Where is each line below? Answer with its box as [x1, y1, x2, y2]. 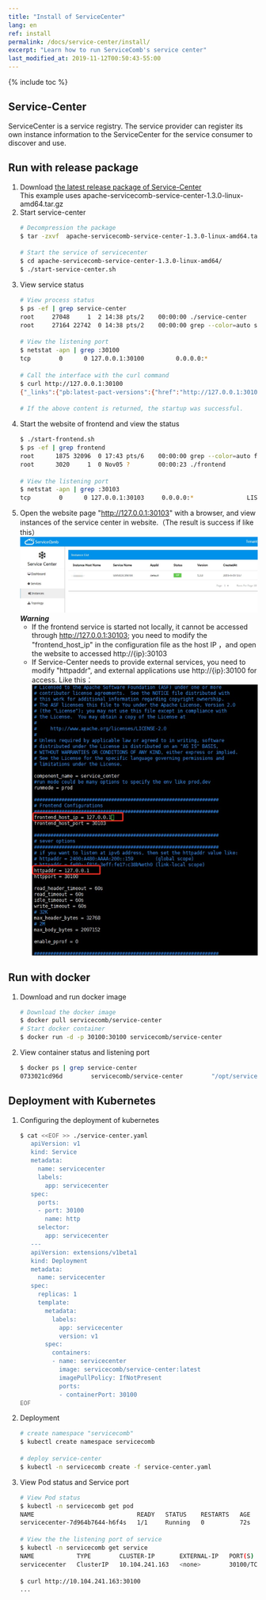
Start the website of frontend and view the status [19, 419, 180, 429]
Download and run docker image [19, 991, 127, 1002]
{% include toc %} [8, 78, 69, 86]
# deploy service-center [19, 1455, 102, 1463]
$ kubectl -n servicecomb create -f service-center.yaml [19, 1463, 212, 1471]
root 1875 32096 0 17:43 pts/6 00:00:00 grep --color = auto [19, 452, 251, 460]
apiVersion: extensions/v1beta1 [30, 1248, 138, 1256]
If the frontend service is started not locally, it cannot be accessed [31, 622, 248, 632]
